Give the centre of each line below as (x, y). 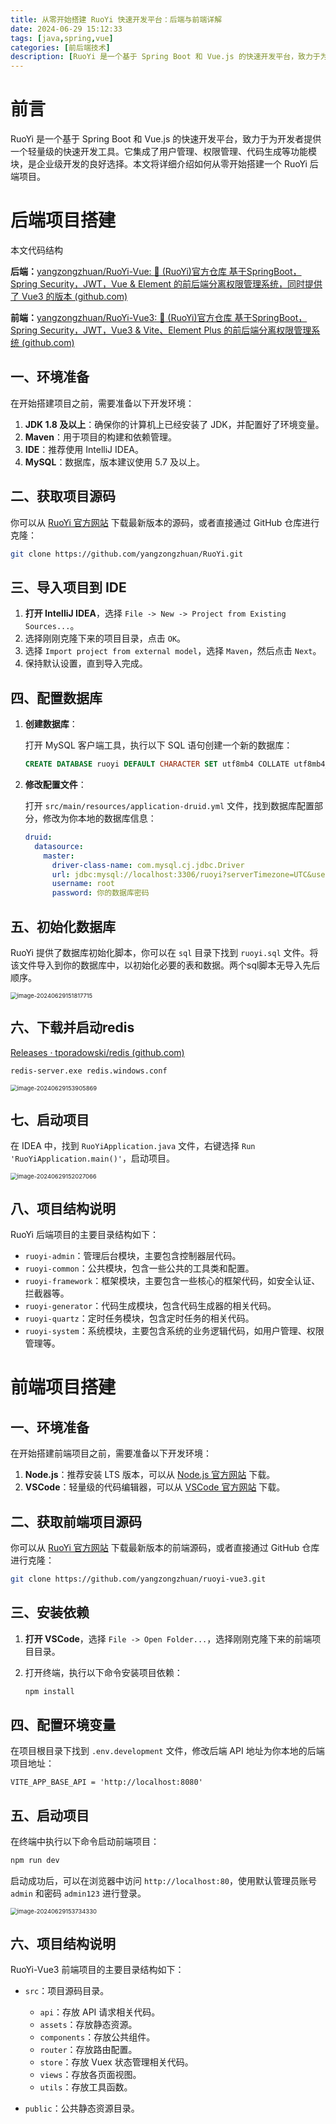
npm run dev (35, 1861)
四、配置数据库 (56, 697)
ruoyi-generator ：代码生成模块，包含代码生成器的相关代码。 (150, 1306)
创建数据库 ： (51, 724)
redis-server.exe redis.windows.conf (89, 1071)
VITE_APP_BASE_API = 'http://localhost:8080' (106, 1782)
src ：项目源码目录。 (67, 1990)
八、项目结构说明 (63, 1208)
